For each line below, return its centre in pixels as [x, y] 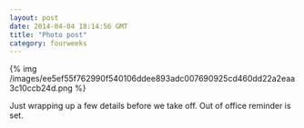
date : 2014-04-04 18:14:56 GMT [69, 26]
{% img [23, 69]
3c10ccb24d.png [41, 88]
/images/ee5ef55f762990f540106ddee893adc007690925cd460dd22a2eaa [152, 79]
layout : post [34, 18]
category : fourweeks [49, 43]
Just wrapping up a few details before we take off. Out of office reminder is [150, 106]
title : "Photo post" [49, 34]
